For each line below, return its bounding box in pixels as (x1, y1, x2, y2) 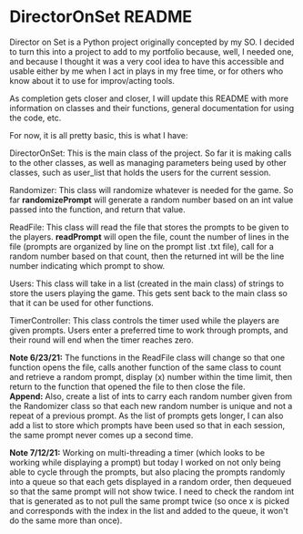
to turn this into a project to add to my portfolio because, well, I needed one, (9, 46, 294, 56)
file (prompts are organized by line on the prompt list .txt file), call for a (9, 241, 275, 252)
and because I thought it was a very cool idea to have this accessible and (9, 56, 285, 67)
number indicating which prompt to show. (9, 260, 166, 271)
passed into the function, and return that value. (9, 203, 186, 215)
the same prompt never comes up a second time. (9, 429, 194, 440)
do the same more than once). (9, 515, 123, 526)
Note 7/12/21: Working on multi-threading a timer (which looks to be (9, 447, 266, 457)
